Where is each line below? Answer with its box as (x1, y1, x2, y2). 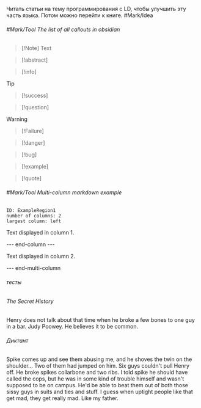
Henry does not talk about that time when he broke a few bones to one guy (6, 316, 196, 324)
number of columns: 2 (6, 213, 62, 219)
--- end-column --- (6, 241, 55, 248)
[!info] (21, 68, 37, 76)
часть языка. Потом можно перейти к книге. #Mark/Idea (6, 12, 153, 19)
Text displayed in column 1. (6, 229, 75, 236)
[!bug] (21, 151, 37, 158)
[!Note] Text (21, 45, 52, 52)
